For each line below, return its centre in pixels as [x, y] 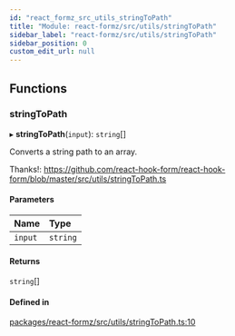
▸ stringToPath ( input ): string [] [68, 133]
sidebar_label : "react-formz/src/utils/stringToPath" [113, 35]
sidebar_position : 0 [49, 43]
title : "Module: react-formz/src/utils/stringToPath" [113, 26]
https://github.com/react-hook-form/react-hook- [135, 169]
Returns [25, 261]
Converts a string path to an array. [73, 152]
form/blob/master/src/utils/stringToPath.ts [88, 179]
